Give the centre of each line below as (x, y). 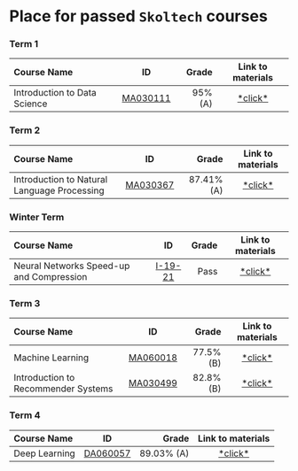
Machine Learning (51, 358)
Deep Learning (44, 453)
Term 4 (25, 415)
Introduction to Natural (61, 179)
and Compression (51, 277)
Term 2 (25, 130)
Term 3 (25, 303)
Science (31, 104)
